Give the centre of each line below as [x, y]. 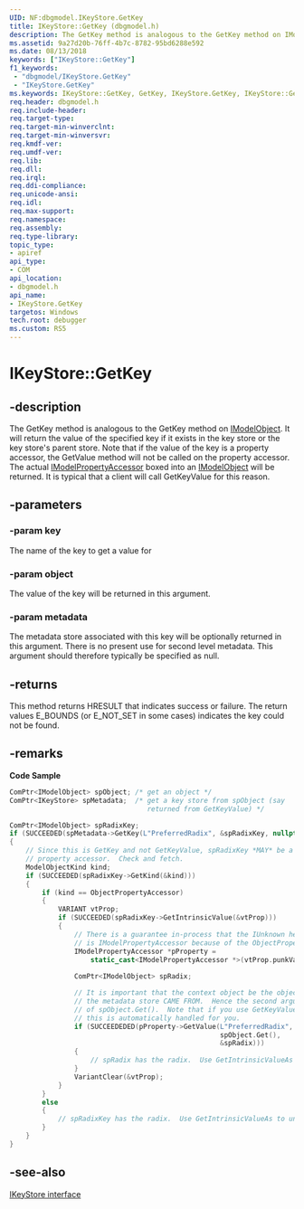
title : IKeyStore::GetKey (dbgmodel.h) [85, 26]
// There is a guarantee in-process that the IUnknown [179, 934]
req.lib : [26, 161]
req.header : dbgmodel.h [54, 102]
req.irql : [28, 177]
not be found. [35, 725]
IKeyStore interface [45, 1194]
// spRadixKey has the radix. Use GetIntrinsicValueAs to [171, 1119]
